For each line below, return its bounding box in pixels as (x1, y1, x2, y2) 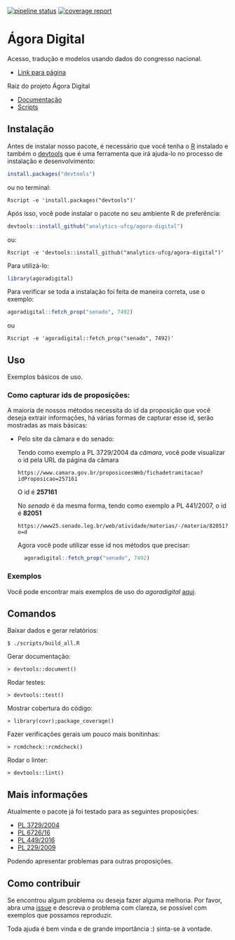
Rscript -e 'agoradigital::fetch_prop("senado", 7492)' (7, 335, 174, 342)
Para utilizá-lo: (7, 261, 49, 270)
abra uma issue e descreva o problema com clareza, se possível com (7, 903, 207, 912)
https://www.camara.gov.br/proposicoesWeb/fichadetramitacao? (17, 470, 203, 477)
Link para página (17, 67, 67, 77)
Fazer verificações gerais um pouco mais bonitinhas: (7, 730, 160, 738)
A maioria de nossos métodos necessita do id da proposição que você (7, 406, 211, 415)
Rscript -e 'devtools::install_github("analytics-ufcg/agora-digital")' (7, 249, 224, 256)
